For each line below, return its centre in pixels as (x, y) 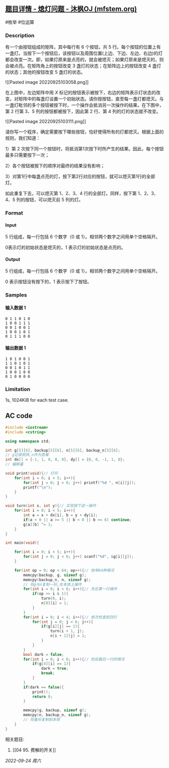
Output (13, 259)
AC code (19, 416)
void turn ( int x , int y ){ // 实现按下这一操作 (51, 506)
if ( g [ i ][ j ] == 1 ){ (60, 627)
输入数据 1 (16, 308)
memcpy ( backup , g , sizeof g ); (55, 575)
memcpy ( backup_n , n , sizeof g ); (57, 580)
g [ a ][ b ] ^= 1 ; (38, 524)
